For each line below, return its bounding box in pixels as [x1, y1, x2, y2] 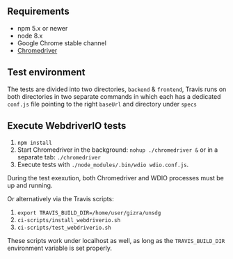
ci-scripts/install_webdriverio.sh [17, 217, 121, 224]
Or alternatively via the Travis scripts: [7, 195, 114, 203]
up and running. [7, 181, 53, 190]
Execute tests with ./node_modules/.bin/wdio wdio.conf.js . [17, 160, 189, 169]
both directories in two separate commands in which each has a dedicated [7, 92, 221, 100]
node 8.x [17, 31, 43, 40]
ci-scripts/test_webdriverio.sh [17, 224, 111, 232]
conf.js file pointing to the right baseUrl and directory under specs [7, 100, 197, 108]
